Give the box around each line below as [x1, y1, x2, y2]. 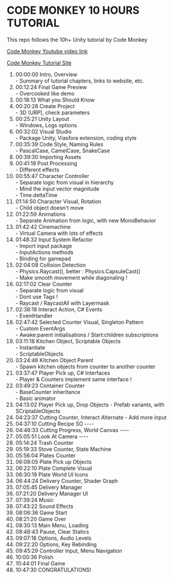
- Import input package [15, 242, 73, 249]
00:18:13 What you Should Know [15, 96, 95, 103]
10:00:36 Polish [15, 553, 54, 561]
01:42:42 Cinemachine [15, 223, 71, 230]
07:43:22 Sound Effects [15, 503, 74, 510]
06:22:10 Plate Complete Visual [15, 464, 93, 472]
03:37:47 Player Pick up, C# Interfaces [15, 369, 111, 377]
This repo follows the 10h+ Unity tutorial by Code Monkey [7, 36, 148, 43]
